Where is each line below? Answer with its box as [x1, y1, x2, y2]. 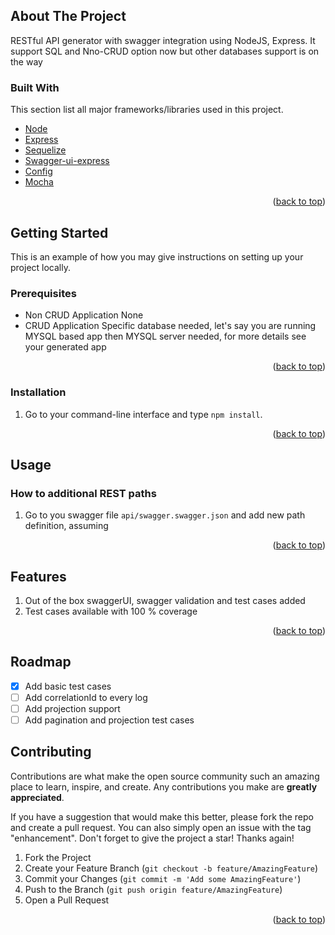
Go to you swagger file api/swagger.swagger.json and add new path [24, 509, 306, 521]
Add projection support [24, 702, 121, 714]
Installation [10, 385, 67, 399]
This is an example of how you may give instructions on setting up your [10, 250, 304, 263]
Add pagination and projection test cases [24, 714, 195, 726]
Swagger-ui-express [24, 155, 110, 167]
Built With [10, 80, 60, 94]
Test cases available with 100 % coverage [24, 605, 198, 618]
